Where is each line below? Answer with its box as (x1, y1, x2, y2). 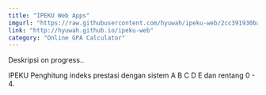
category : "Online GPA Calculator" (8, 33, 126, 42)
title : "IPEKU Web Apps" (8, 11, 90, 20)
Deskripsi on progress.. (8, 55, 85, 65)
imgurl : (8, 19, 34, 27)
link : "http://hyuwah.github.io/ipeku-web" (8, 26, 154, 34)
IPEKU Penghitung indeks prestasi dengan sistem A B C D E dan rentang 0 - (8, 70, 256, 80)
